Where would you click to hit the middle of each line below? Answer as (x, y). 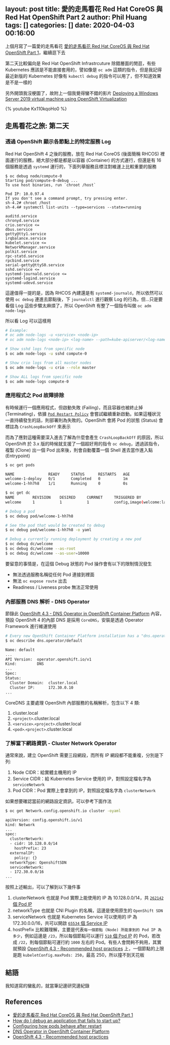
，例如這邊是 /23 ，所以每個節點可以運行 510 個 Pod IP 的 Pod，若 (88, 936)
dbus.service (19, 229)
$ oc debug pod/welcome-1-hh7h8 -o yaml (49, 530)
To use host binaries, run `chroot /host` (51, 185)
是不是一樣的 (18, 82)
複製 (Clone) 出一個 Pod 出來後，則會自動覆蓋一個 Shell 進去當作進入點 (79, 450)
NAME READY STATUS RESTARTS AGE (68, 474)
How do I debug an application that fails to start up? (66, 1021)
